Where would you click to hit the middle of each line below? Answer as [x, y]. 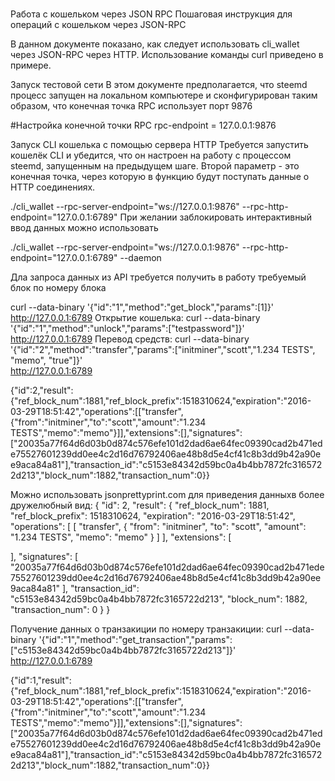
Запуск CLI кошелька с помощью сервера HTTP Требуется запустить [159, 145]
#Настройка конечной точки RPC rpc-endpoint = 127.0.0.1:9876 [143, 125]
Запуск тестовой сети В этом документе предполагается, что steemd [159, 85]
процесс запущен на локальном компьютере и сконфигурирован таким [164, 95]
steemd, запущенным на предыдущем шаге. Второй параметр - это [155, 166]
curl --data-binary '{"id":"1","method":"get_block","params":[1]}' [142, 307]
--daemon [140, 258]
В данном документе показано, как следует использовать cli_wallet [155, 44]
